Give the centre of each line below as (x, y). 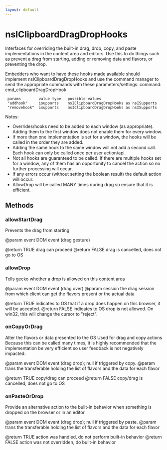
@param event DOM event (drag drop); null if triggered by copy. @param (80, 363)
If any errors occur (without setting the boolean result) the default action (87, 174)
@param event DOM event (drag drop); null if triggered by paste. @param (81, 422)
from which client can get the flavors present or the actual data (70, 294)
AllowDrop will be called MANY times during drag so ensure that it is (83, 184)
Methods (19, 205)
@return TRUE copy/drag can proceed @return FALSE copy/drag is (74, 378)
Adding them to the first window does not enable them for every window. (87, 131)
